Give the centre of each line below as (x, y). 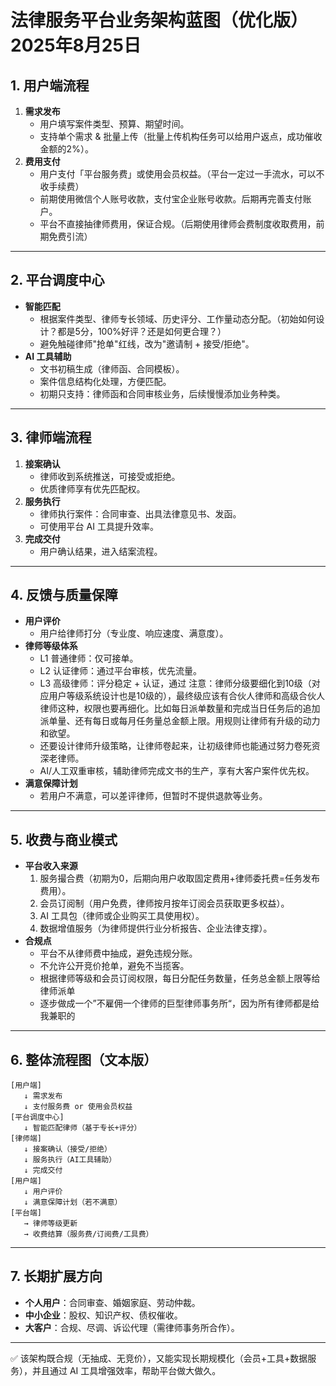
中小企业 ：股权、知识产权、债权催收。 (103, 1315)
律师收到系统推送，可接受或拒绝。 (110, 476)
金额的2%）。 (66, 149)
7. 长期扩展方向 (56, 1276)
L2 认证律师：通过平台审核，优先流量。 (120, 671)
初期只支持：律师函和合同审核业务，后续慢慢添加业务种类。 (162, 393)
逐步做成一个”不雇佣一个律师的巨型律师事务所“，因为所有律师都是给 (179, 1003)
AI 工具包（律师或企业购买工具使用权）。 (122, 916)
